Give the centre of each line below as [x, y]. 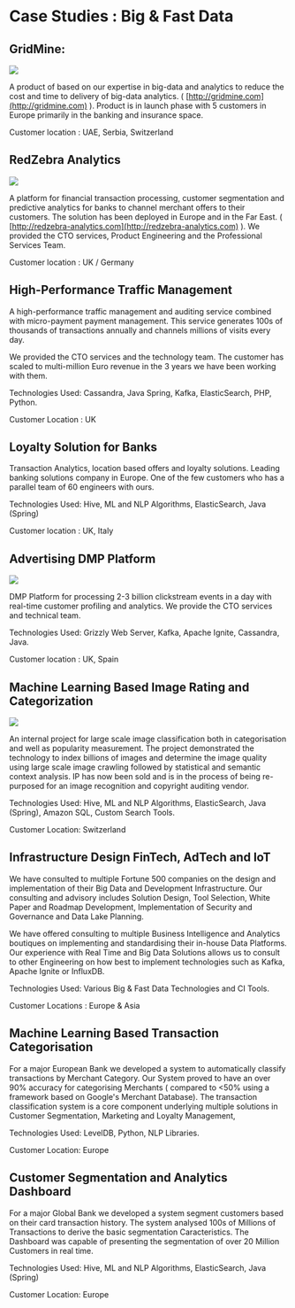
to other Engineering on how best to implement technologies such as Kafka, [147, 962]
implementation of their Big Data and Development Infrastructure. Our [136, 888]
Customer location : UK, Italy [61, 531]
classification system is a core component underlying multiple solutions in [144, 1106]
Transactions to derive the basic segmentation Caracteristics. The [129, 1232]
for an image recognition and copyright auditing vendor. [148, 786]
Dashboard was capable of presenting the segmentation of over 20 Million [144, 1241]
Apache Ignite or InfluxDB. [57, 971]
